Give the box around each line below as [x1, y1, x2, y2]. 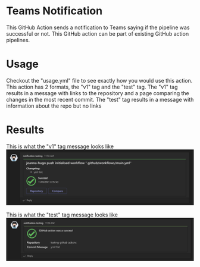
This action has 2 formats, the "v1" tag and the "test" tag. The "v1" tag [6, 83, 178, 90]
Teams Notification [6, 4, 103, 18]
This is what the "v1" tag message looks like [6, 143, 114, 150]
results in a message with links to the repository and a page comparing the [6, 89, 189, 96]
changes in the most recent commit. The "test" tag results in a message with [6, 96, 194, 103]
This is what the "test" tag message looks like [6, 211, 118, 218]
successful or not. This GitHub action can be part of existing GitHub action [6, 30, 189, 37]
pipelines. [6, 36, 30, 43]
